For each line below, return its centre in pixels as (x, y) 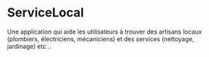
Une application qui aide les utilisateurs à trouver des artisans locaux (104, 32)
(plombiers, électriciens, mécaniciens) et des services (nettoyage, (101, 38)
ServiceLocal (45, 13)
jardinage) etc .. (29, 46)
